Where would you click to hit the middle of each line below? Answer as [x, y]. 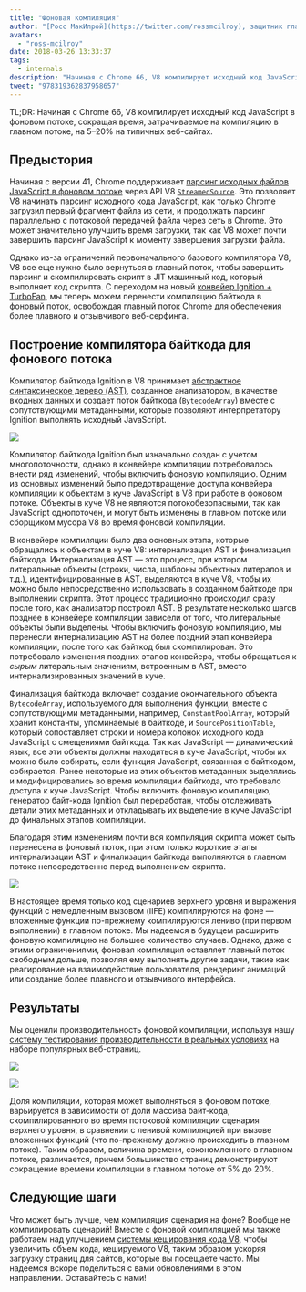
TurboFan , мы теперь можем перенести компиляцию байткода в [136, 297]
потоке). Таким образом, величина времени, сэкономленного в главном [151, 1150]
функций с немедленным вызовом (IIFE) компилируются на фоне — [142, 911]
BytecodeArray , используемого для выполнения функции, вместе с [138, 703]
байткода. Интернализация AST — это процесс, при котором [128, 560]
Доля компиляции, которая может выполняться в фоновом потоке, [140, 1101]
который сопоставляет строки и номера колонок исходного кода [137, 732]
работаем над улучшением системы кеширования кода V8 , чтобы [138, 1239]
